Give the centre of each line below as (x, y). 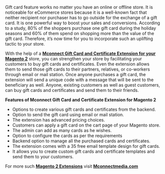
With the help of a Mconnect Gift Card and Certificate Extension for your (81, 53)
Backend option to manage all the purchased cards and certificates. (81, 141)
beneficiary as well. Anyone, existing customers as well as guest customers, (83, 85)
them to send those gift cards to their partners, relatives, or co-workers (78, 69)
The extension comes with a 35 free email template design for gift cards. (86, 146)
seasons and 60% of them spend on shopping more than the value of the (80, 33)
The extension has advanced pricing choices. (59, 120)
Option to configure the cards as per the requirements (67, 136)
